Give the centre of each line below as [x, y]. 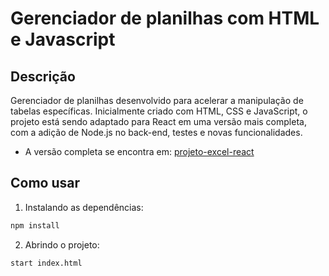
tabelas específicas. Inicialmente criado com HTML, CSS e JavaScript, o [159, 111]
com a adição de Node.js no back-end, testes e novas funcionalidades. [156, 132]
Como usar [45, 183]
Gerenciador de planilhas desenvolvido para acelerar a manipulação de [157, 100]
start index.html [46, 263]
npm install [35, 225]
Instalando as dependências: [84, 207]
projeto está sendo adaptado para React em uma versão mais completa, [158, 121]
